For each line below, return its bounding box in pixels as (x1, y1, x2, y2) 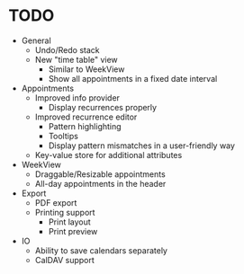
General (21, 35, 51, 46)
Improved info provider (34, 92, 121, 103)
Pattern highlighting (48, 120, 122, 131)
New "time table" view (34, 54, 118, 65)
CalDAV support (34, 254, 95, 265)
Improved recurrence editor (34, 111, 138, 122)
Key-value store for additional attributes (34, 149, 183, 160)
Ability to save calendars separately (34, 244, 168, 256)
